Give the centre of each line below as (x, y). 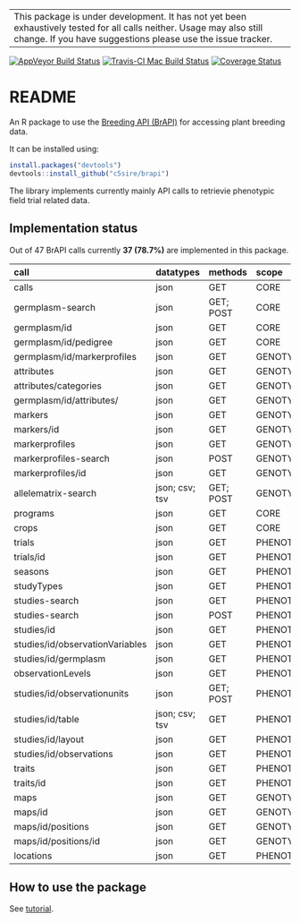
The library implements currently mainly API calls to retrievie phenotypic (142, 191)
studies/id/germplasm (60, 659)
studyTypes (38, 585)
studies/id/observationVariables (80, 644)
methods (228, 272)
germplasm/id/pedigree (63, 342)
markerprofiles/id (50, 473)
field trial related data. (50, 200)
